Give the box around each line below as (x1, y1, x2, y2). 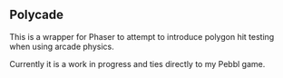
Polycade (9, 7, 63, 23)
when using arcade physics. (9, 41, 115, 52)
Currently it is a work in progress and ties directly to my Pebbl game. (9, 58, 266, 69)
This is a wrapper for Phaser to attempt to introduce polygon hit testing (9, 31, 275, 42)
